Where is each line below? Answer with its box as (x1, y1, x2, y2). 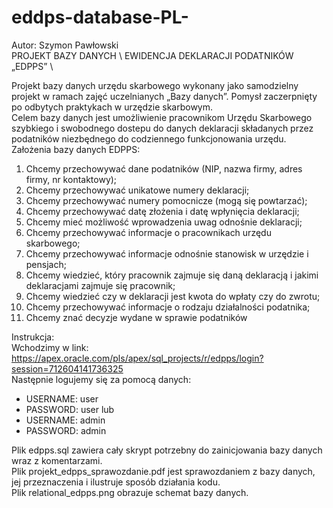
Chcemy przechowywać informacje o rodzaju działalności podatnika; (25, 301, 311, 313)
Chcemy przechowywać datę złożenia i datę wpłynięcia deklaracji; (25, 205, 300, 217)
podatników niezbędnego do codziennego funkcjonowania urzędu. (11, 132, 287, 145)
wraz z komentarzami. (11, 454, 103, 466)
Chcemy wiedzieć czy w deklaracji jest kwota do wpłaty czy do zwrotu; (25, 290, 321, 302)
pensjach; (25, 258, 67, 270)
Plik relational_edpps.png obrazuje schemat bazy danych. (11, 486, 249, 498)
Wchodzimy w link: (11, 341, 89, 353)
